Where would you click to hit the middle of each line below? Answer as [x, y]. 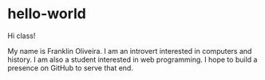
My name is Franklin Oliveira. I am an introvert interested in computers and [130, 51]
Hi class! [22, 36]
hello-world [47, 14]
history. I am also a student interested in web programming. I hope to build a [132, 59]
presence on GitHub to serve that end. [70, 67]
